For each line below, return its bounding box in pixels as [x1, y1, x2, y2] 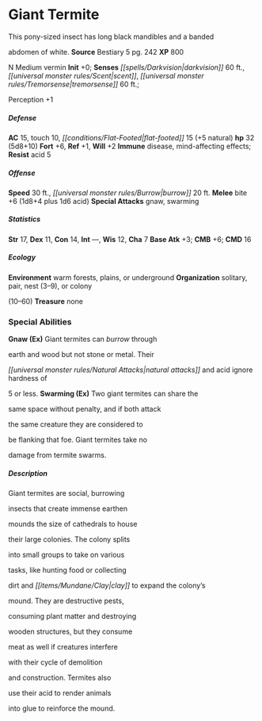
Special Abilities [8, 316, 72, 327]
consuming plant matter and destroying [8, 612, 137, 621]
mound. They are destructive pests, [8, 596, 124, 606]
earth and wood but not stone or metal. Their [8, 350, 154, 359]
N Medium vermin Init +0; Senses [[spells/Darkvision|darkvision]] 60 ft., [8, 62, 245, 72]
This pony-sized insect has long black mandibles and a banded [8, 32, 215, 41]
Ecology [8, 252, 36, 263]
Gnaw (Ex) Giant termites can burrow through [8, 335, 158, 344]
